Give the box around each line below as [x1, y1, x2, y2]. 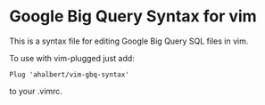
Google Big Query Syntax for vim [9, 6, 257, 27]
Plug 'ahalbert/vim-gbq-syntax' [9, 69, 129, 79]
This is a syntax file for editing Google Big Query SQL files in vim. [9, 36, 249, 46]
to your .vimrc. [9, 85, 62, 96]
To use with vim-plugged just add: [9, 52, 136, 63]
